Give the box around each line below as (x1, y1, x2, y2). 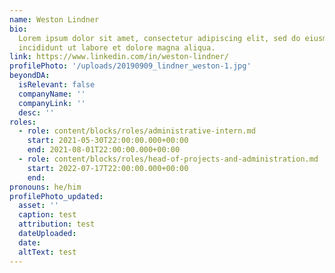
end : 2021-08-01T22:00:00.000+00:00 (27, 145, 181, 155)
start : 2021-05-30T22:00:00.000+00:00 (27, 136, 189, 146)
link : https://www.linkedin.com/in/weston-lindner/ (9, 52, 229, 62)
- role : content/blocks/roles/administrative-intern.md (18, 126, 256, 136)
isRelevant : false (18, 80, 96, 90)
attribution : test (18, 219, 96, 230)
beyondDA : (9, 71, 51, 81)
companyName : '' (18, 89, 86, 99)
